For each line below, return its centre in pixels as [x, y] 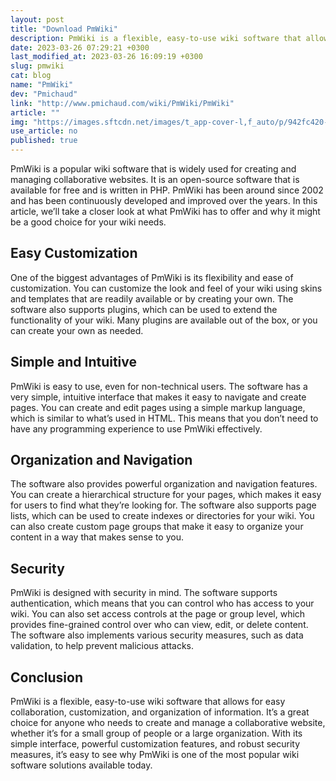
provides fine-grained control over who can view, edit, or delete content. [159, 625]
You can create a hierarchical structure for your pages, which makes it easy [166, 495]
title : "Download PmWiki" [64, 29]
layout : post [37, 19]
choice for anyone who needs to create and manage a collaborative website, [168, 723]
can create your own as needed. [77, 330]
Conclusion [47, 677]
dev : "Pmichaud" [44, 94]
